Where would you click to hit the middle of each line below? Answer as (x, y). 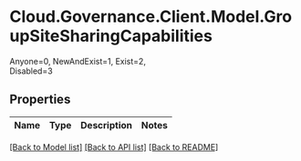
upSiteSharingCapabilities (111, 36)
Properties (40, 100)
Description (106, 125)
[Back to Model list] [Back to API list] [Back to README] (114, 146)
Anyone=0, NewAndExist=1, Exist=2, (78, 61)
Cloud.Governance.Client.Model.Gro (151, 17)
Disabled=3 (31, 71)
